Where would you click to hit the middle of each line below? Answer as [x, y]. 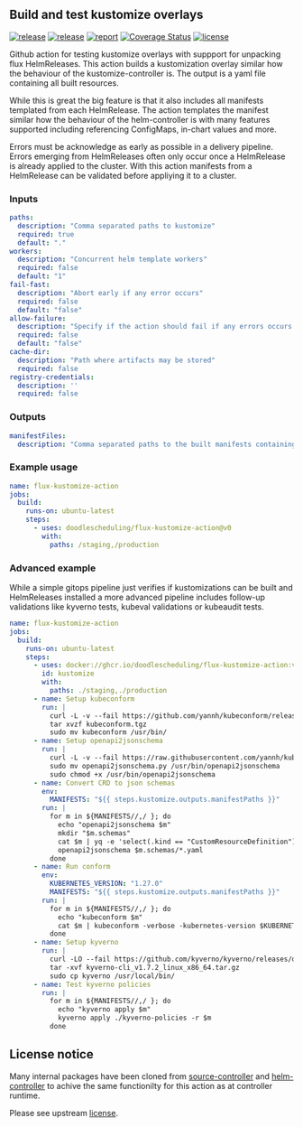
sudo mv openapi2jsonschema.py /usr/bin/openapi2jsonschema [165, 766]
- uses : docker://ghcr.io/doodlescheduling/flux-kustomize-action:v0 [166, 666]
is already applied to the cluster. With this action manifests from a [131, 165]
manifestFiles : [38, 436]
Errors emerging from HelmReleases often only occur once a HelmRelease [147, 156]
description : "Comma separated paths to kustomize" [117, 226]
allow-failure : [38, 318]
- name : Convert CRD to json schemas [104, 783]
